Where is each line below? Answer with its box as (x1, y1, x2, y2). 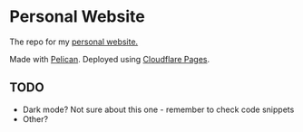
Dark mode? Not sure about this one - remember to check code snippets (22, 104, 295, 115)
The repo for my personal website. (9, 36, 139, 47)
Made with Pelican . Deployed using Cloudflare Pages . (9, 53, 210, 64)
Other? (22, 113, 48, 124)
